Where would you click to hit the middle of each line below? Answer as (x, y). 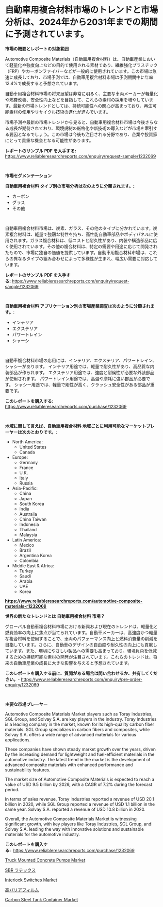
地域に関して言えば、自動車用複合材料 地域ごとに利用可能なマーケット (76, 426)
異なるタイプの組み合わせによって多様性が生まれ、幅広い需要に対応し (83, 259)
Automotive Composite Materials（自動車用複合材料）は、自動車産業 (74, 59)
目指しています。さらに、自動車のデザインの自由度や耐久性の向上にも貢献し (81, 645)
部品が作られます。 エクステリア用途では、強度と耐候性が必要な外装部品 (82, 372)
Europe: (20, 457)
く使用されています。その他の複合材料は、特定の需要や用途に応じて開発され (81, 246)
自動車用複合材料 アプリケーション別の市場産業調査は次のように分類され (78, 306)
